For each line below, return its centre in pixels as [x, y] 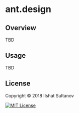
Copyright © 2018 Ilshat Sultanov [40, 95]
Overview [21, 28]
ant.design [28, 9]
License [18, 84]
